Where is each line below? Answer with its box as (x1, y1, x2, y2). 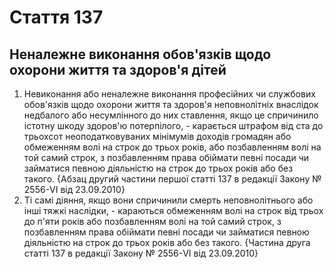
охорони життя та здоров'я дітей (9, 61, 227, 78)
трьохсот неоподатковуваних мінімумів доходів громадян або (23, 131, 292, 142)
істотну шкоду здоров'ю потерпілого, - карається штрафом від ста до (23, 120, 324, 131)
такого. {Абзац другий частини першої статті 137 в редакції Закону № (23, 173, 322, 185)
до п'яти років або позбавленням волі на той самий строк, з (23, 216, 282, 227)
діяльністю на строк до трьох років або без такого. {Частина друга (23, 237, 311, 248)
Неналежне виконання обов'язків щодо (9, 46, 272, 63)
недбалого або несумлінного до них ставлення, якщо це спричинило (23, 109, 319, 121)
